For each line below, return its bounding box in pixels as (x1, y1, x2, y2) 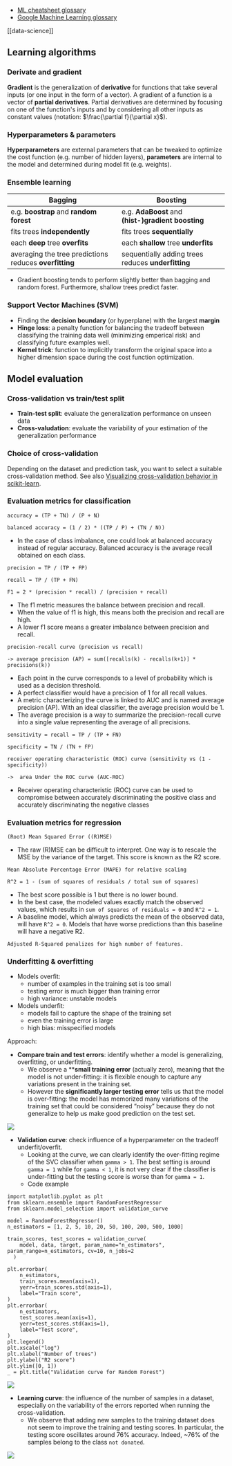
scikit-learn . (7, 479, 41, 487)
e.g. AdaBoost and (121, 207, 183, 217)
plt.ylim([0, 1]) (7, 1363, 57, 1370)
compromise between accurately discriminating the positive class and (17, 793, 216, 801)
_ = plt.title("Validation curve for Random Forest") (7, 1369, 166, 1376)
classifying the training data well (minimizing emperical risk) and (17, 331, 200, 339)
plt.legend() (7, 1339, 45, 1346)
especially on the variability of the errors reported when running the (17, 1401, 211, 1410)
